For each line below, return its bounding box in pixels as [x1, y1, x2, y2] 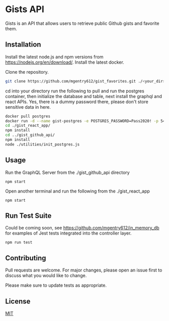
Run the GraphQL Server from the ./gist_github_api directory [5, 169, 130, 175]
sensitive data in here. [5, 104, 51, 110]
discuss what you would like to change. [5, 272, 87, 279]
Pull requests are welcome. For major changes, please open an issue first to [5, 267, 162, 273]
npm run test [5, 240, 33, 245]
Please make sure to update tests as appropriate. [5, 282, 107, 289]
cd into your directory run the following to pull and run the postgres [5, 87, 144, 94]
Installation [5, 40, 41, 49]
